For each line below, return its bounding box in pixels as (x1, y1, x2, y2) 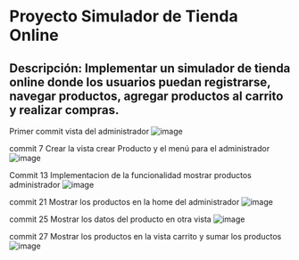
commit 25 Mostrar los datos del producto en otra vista (9, 214, 212, 224)
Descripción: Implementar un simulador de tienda (9, 61, 291, 76)
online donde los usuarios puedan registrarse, (9, 74, 271, 90)
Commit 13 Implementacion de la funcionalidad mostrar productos (9, 170, 252, 180)
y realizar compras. (9, 102, 120, 118)
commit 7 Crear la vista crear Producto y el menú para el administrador (9, 143, 270, 153)
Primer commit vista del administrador (9, 126, 150, 136)
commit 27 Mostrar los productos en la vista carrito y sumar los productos (9, 232, 282, 241)
